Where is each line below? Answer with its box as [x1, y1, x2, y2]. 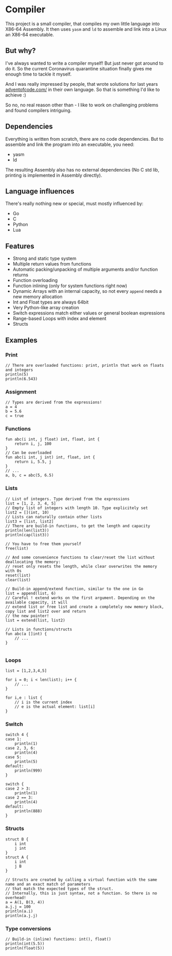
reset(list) [5, 573, 31, 578]
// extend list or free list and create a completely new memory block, [5, 604, 164, 609]
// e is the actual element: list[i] [14, 704, 95, 709]
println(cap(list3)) [5, 532, 50, 537]
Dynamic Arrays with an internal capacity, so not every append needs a [12, 288, 162, 294]
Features [5, 241, 34, 250]
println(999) [14, 768, 43, 774]
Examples [5, 335, 37, 345]
